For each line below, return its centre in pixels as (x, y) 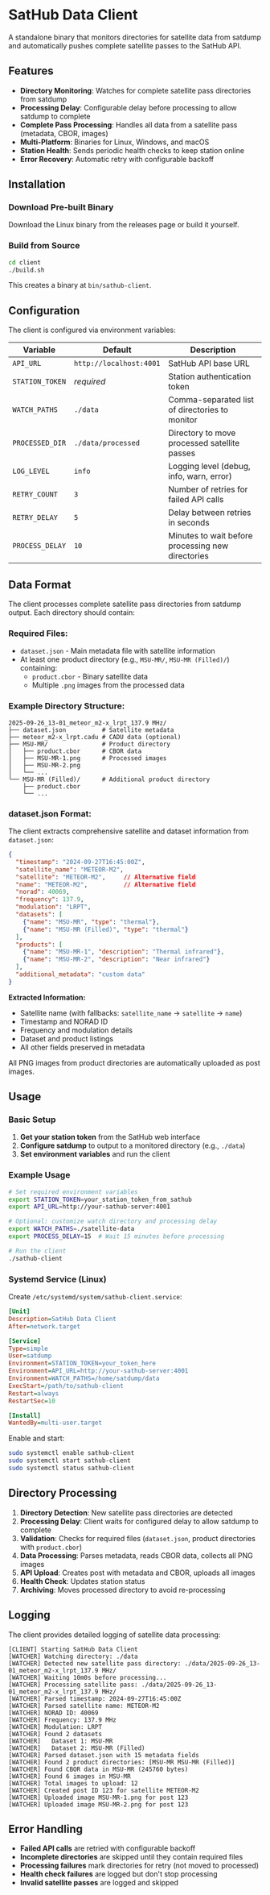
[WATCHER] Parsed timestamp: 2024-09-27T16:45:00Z (95, 1698)
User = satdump (30, 1356)
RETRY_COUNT (35, 495)
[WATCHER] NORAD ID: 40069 (53, 1713)
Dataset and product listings (67, 1038)
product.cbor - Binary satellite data (90, 677)
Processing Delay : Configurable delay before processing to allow (128, 107)
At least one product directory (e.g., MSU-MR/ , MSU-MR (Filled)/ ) (125, 659)
